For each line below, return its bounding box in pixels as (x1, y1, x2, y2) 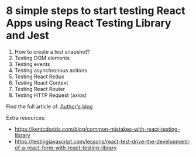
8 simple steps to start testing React (6, 4, 185, 18)
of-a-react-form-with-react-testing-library (14, 144, 117, 151)
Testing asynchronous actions (14, 67, 88, 74)
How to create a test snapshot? (14, 48, 90, 55)
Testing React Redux (14, 73, 64, 80)
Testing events (14, 60, 50, 68)
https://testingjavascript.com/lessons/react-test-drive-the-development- (14, 138, 191, 145)
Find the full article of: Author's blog (6, 103, 93, 110)
